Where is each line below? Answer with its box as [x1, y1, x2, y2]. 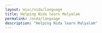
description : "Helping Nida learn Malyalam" [5, 20, 98, 26]
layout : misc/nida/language [5, 7, 63, 12]
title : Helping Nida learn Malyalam [5, 12, 80, 16]
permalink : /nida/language [5, 16, 60, 21]
